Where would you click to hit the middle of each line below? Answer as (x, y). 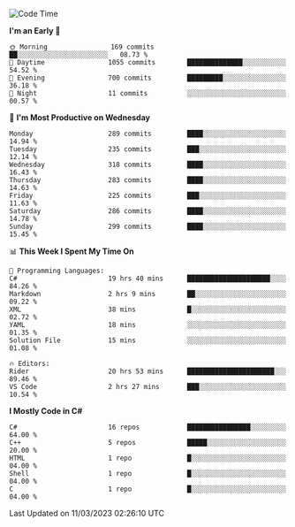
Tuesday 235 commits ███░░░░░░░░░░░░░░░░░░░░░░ (148, 149)
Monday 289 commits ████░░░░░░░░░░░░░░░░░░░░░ (148, 134)
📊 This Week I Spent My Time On (72, 251)
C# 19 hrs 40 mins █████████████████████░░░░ (148, 279)
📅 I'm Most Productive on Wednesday (79, 118)
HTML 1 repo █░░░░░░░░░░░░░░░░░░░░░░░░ (148, 458)
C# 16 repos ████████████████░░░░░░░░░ (148, 427)
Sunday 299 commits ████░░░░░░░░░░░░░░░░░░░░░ (148, 226)
